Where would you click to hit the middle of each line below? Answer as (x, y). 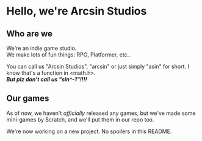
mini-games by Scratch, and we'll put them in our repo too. (80, 119)
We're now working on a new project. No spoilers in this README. (89, 131)
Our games (28, 98)
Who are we (30, 34)
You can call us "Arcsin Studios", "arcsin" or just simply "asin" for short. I (98, 66)
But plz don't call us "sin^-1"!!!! (47, 79)
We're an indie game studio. (41, 48)
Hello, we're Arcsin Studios (77, 11)
